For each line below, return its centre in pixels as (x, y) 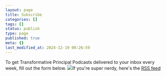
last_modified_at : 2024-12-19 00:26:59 (48, 48)
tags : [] (15, 24)
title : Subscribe (24, 15)
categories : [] (21, 19)
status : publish (22, 29)
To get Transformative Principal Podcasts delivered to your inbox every (80, 62)
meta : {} (15, 43)
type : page (17, 33)
